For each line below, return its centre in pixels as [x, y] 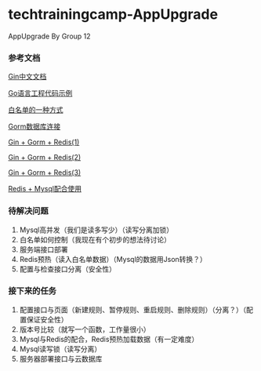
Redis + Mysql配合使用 [45, 189]
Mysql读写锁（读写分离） [60, 349]
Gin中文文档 [27, 77]
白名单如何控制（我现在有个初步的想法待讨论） [95, 239]
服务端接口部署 [43, 249]
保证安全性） [47, 319]
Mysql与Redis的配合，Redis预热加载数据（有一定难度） [109, 339]
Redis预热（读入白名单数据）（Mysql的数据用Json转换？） [113, 259]
